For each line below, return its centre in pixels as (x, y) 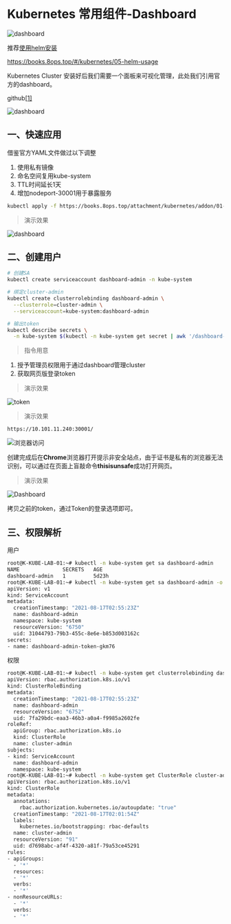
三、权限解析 (34, 532)
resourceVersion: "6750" (49, 627)
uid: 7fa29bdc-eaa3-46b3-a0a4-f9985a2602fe (76, 718)
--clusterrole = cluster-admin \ (58, 305)
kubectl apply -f (32, 206)
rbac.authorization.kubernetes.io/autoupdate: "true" (98, 807)
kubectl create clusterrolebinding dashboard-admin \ (86, 299)
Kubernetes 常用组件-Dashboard (102, 14)
